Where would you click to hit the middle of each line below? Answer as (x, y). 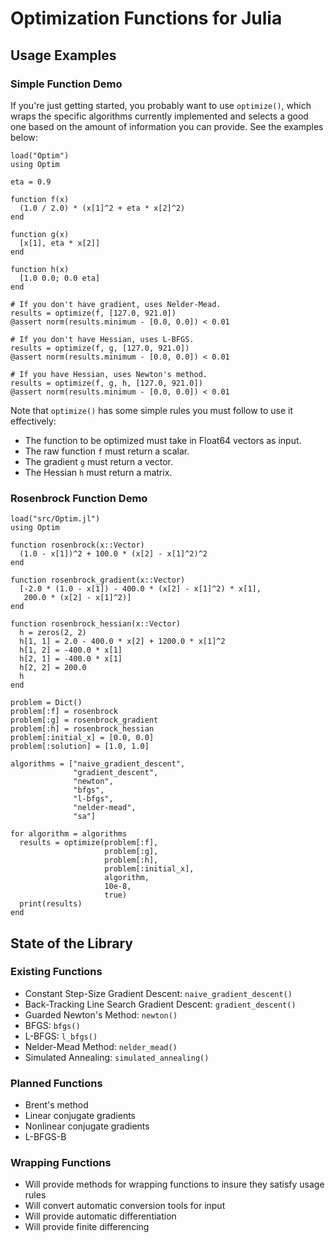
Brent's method (56, 1105)
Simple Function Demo (66, 84)
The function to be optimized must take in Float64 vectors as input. (163, 440)
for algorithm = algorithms (69, 834)
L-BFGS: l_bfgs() (61, 1036)
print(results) (51, 904)
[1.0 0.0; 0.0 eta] (60, 278)
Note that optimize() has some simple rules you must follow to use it (152, 410)
